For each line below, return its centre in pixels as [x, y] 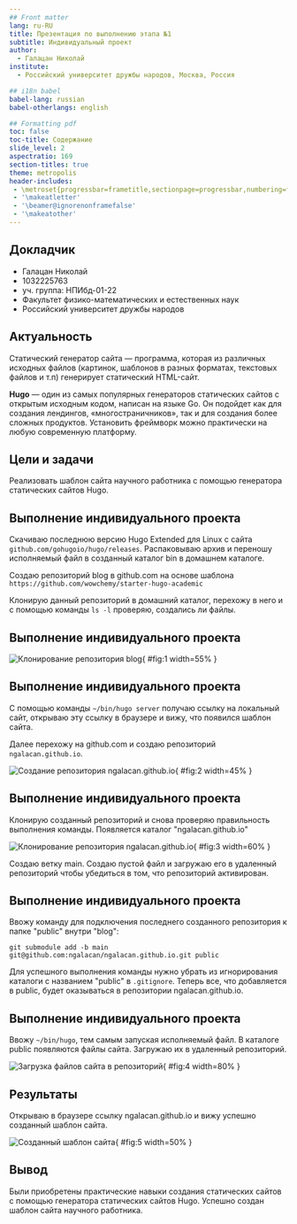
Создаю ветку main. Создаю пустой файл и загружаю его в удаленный [143, 864]
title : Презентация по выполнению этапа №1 [91, 34]
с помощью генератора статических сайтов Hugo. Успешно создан [137, 1200]
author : [23, 50]
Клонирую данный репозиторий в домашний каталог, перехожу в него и [146, 600]
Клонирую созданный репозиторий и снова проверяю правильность [140, 819]
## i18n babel [35, 91]
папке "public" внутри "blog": [64, 932]
